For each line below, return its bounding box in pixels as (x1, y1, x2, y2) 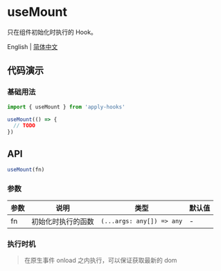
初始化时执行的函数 (31, 217, 95, 227)
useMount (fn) (7, 166, 45, 173)
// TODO (13, 122, 36, 129)
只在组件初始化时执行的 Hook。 (7, 28, 97, 36)
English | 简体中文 (7, 42, 58, 50)
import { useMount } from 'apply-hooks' (7, 103, 126, 111)
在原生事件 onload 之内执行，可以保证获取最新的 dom (24, 256, 177, 265)
